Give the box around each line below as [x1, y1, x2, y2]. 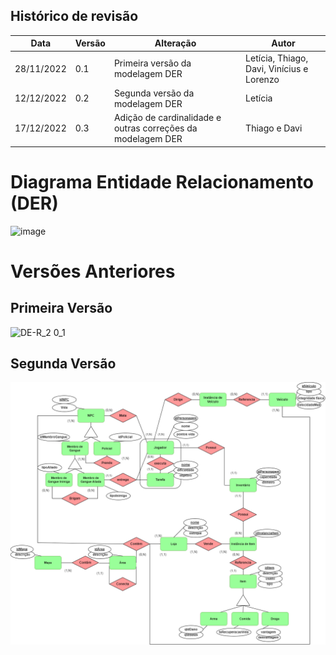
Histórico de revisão [10, 8, 139, 25]
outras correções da [113, 122, 198, 134]
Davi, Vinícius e [245, 62, 309, 74]
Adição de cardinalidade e [113, 112, 222, 124]
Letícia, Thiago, [245, 52, 309, 64]
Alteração [154, 37, 197, 49]
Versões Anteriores [10, 260, 176, 283]
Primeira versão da [113, 57, 192, 69]
